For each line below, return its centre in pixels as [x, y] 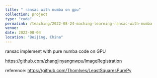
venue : [12, 28]
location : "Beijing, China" [34, 38]
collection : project [27, 14]
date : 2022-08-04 [23, 33]
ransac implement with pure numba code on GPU [56, 51]
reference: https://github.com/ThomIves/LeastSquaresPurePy [68, 70]
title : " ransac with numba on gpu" [43, 10]
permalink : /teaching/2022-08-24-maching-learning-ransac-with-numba [79, 23]
